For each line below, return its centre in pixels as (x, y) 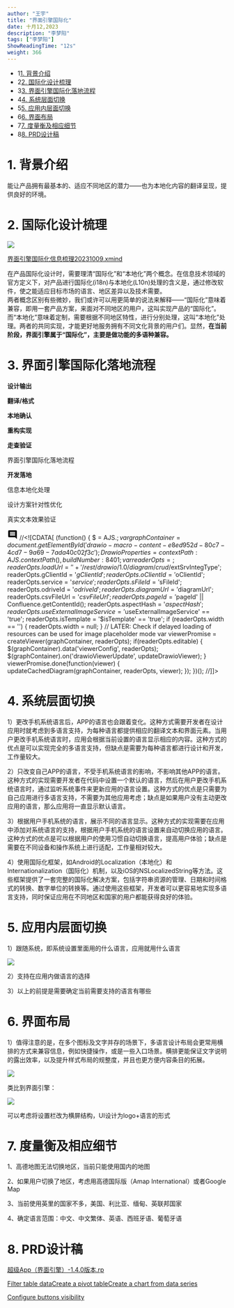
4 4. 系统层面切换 (41, 99)
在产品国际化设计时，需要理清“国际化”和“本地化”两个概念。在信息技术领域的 (116, 273)
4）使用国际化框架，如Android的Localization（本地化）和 (90, 862)
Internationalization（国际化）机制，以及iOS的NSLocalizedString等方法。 (112, 870)
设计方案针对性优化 (35, 504)
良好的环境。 (31, 194)
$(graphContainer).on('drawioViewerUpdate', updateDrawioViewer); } (107, 656)
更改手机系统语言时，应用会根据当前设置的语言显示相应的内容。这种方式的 (120, 739)
